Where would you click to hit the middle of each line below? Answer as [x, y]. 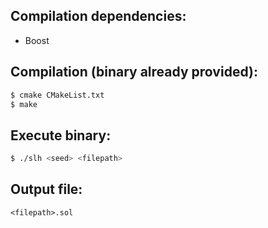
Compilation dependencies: [98, 16]
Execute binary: [61, 135]
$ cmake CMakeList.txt [57, 95]
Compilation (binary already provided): [134, 72]
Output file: [46, 189]
